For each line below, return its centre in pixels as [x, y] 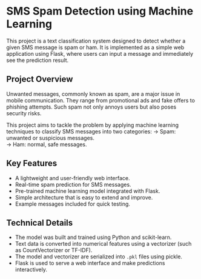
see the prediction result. [37, 60]
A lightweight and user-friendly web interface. [72, 178]
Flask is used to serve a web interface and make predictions [90, 263]
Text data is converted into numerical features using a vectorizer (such [103, 244]
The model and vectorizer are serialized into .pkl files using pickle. [99, 257]
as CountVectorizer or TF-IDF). [54, 250]
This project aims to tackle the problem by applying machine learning [93, 125]
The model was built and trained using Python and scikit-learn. [93, 237]
